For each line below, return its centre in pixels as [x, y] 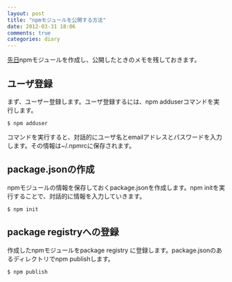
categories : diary [34, 39]
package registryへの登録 [63, 232]
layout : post [26, 13]
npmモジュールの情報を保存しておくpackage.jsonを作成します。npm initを [113, 187]
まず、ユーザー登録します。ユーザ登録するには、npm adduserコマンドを [110, 102]
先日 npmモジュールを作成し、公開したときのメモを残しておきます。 [104, 60]
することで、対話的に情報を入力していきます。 [79, 196]
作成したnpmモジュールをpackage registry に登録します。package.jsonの [112, 250]
